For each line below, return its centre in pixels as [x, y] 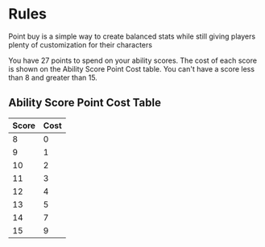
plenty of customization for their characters [81, 44]
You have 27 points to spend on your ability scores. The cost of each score [133, 60]
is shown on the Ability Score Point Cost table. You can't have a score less [132, 68]
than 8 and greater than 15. [53, 77]
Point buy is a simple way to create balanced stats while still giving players [132, 36]
